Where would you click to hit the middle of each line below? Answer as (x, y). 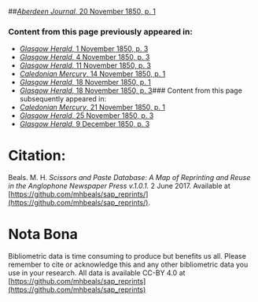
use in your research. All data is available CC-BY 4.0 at (97, 273)
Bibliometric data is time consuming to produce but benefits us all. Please (127, 256)
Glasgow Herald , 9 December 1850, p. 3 (85, 124)
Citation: (37, 156)
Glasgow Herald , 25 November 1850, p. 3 (87, 116)
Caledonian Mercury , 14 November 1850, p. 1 (92, 74)
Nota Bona (43, 234)
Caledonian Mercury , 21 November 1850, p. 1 (92, 107)
